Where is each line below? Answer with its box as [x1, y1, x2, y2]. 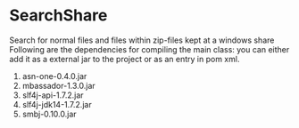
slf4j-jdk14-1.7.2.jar [21, 99, 92, 109]
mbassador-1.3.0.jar [21, 80, 96, 91]
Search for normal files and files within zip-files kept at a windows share [9, 35, 275, 45]
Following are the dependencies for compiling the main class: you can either [9, 44, 290, 54]
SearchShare [9, 5, 108, 26]
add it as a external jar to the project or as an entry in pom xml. [9, 53, 240, 64]
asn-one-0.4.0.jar [21, 70, 87, 81]
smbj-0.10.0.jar [21, 108, 78, 119]
